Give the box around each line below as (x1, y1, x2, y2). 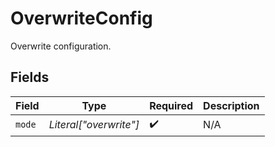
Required (149, 98, 194, 112)
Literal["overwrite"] (48, 118, 140, 132)
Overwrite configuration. (10, 40, 112, 52)
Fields (10, 69, 50, 86)
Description (203, 98, 260, 112)
